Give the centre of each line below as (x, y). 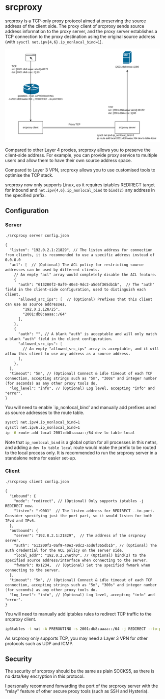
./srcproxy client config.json (37, 482)
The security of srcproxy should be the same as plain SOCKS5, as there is (80, 671)
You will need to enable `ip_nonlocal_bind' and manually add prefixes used (81, 408)
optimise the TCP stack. (29, 175)
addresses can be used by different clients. (52, 270)
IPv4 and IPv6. (21, 521)
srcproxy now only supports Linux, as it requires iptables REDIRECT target (80, 185)
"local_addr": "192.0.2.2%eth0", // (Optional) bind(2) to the (80, 555)
